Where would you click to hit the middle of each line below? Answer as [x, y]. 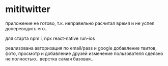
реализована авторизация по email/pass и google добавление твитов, [81, 48]
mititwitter [28, 9]
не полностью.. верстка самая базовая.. [49, 58]
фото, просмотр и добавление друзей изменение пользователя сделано [84, 53]
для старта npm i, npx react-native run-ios [50, 38]
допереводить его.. [26, 28]
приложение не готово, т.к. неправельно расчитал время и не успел [80, 23]
